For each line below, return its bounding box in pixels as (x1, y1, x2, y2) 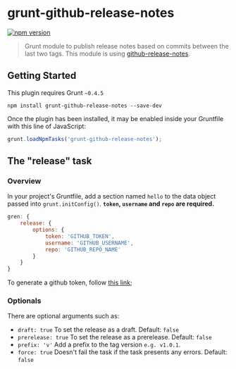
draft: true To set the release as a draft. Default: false (17, 325, 180, 334)
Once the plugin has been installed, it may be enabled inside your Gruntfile (7, 114, 224, 123)
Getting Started (7, 70, 77, 82)
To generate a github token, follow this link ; (7, 278, 132, 287)
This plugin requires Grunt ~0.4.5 (7, 88, 104, 96)
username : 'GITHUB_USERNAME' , (44, 239, 134, 246)
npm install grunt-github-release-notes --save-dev (7, 102, 162, 109)
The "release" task (7, 155, 92, 167)
